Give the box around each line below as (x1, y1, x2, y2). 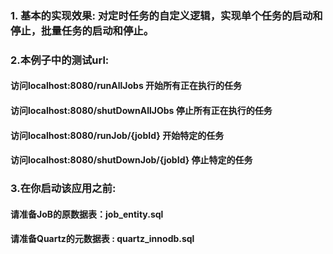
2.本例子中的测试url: (10, 53, 110, 67)
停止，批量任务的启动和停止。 (10, 23, 155, 37)
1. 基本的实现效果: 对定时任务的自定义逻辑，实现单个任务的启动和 (10, 8, 323, 22)
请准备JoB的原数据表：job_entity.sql (10, 208, 164, 220)
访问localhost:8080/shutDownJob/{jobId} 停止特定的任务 (10, 154, 253, 166)
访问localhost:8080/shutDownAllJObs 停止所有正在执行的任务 (10, 105, 273, 117)
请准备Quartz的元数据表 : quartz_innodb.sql (10, 233, 195, 245)
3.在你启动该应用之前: (10, 182, 117, 196)
